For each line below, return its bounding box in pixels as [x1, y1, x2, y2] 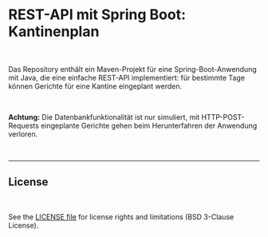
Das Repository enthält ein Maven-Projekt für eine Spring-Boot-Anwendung [8, 64, 257, 73]
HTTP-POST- [201, 112, 245, 121]
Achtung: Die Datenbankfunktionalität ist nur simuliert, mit [8, 112, 200, 121]
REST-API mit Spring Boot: [8, 6, 186, 24]
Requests [8, 120, 40, 130]
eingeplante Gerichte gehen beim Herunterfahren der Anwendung [41, 120, 258, 130]
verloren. [8, 129, 38, 139]
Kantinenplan [8, 22, 100, 41]
